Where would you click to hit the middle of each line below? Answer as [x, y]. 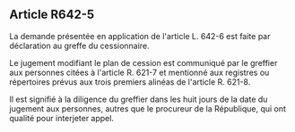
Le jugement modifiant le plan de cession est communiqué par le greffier [143, 62]
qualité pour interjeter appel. [62, 118]
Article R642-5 [52, 15]
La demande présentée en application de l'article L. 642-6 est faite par [140, 36]
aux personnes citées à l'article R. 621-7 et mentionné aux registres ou [139, 72]
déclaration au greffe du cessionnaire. [79, 45]
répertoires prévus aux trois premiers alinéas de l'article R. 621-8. [130, 82]
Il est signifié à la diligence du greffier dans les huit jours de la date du [139, 99]
